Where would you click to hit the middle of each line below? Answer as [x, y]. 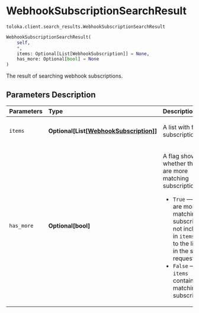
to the [181, 243]
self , [24, 43]
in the [181, 251]
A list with [176, 127]
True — [183, 199]
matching [176, 178]
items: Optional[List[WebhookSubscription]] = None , [83, 54]
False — [184, 266]
